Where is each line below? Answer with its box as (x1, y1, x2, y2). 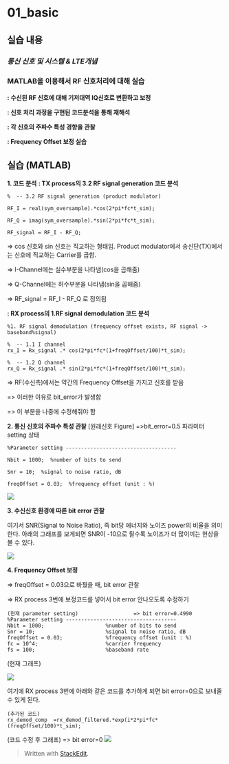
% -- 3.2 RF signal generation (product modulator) (7, 193, 162, 200)
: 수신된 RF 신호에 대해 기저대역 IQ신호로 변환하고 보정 (7, 93, 151, 101)
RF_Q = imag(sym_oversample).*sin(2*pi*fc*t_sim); (7, 217, 155, 224)
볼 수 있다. (7, 538, 35, 546)
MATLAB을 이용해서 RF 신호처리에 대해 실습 (7, 76, 145, 86)
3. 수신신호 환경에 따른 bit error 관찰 (7, 506, 105, 515)
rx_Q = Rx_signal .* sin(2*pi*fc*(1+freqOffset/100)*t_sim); (7, 365, 186, 372)
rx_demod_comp (7, 716, 48, 723)
